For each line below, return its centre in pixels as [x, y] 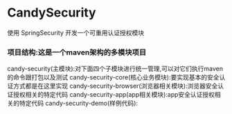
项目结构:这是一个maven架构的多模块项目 [77, 52]
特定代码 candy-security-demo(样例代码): [79, 103]
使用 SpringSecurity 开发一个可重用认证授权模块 [76, 32]
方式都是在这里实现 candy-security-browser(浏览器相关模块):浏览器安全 [115, 86]
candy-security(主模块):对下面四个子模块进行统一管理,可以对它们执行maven [115, 69]
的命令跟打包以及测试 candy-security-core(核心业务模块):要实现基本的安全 [113, 77]
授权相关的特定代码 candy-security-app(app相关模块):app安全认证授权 [114, 95]
